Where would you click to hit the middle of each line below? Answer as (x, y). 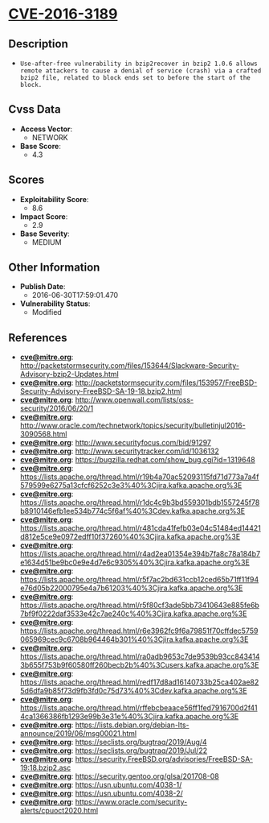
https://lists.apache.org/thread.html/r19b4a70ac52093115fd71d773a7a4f (139, 477)
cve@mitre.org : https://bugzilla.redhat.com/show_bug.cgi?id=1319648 (137, 460)
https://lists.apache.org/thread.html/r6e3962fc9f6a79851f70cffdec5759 (139, 631)
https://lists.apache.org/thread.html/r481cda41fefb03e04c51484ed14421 (140, 528)
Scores (26, 180)
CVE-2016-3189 (63, 14)
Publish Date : (43, 287)
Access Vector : (46, 129)
